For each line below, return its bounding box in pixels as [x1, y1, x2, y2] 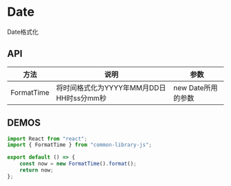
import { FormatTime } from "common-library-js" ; [7, 141, 153, 148]
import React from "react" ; [7, 135, 88, 142]
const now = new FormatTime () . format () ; [19, 161, 137, 167]
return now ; [19, 167, 54, 174]
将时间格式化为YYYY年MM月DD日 [56, 83, 166, 93]
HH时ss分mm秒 [56, 93, 107, 103]
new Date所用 [173, 83, 218, 93]
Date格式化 [7, 27, 39, 36]
